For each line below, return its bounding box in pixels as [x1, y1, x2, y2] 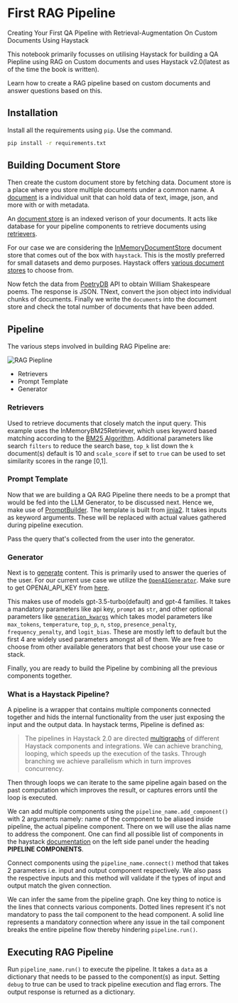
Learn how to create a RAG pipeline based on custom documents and [7, 78, 211, 87]
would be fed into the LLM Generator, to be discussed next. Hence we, [7, 498, 215, 506]
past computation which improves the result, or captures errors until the [7, 786, 218, 795]
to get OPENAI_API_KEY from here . [7, 583, 110, 592]
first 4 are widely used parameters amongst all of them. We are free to [7, 635, 213, 644]
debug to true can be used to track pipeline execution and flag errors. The [7, 980, 222, 989]
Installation [7, 107, 58, 119]
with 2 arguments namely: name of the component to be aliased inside [7, 814, 214, 823]
